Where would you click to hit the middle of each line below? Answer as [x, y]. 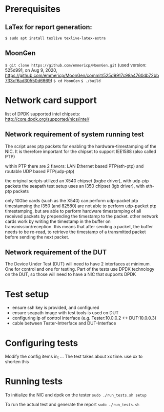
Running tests [34, 381]
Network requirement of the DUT [56, 252]
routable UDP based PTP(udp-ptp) [40, 171]
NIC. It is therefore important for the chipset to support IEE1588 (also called [81, 151]
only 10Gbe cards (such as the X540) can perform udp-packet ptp [72, 200]
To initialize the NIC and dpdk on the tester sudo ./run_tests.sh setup [76, 395]
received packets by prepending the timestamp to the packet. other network [82, 216]
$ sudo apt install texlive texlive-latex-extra [55, 38]
